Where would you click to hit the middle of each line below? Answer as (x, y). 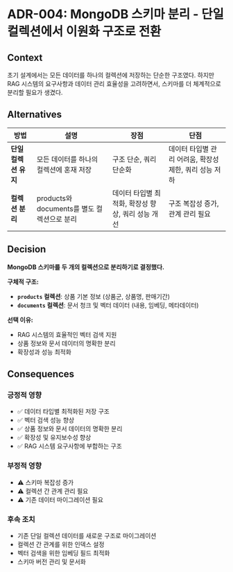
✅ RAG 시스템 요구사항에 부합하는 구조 (70, 446)
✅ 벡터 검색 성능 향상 (46, 420)
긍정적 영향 (25, 395)
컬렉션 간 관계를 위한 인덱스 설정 (61, 544)
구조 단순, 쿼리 (134, 159)
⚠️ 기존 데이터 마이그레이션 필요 (60, 499)
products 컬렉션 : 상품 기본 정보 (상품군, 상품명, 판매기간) (94, 296)
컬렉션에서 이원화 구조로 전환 (84, 32)
